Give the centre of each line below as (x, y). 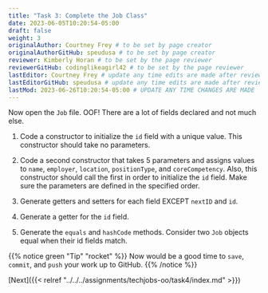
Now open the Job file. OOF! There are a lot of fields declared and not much (132, 113)
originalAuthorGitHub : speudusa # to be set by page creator (112, 53)
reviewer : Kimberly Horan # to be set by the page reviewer (110, 61)
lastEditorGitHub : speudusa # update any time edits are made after (124, 82)
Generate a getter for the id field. (74, 217)
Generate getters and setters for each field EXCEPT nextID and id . (129, 201)
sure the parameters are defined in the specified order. (110, 186)
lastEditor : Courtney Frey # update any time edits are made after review (135, 75)
